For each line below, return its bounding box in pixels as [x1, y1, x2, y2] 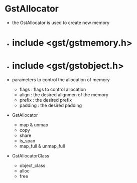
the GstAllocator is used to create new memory [12, 20, 110, 26]
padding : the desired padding [19, 102, 82, 108]
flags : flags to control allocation [19, 86, 86, 93]
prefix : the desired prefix [19, 97, 72, 103]
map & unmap [19, 122, 49, 128]
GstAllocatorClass [12, 153, 50, 159]
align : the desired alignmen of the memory [19, 92, 109, 98]
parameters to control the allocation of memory [12, 77, 110, 83]
